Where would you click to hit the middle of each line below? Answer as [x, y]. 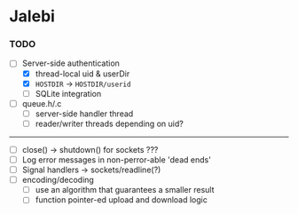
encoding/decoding [58, 180]
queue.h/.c [42, 103]
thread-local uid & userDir [82, 74]
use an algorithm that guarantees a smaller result [125, 190]
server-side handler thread [84, 114]
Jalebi [32, 16]
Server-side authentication [71, 63]
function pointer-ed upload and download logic [122, 200]
